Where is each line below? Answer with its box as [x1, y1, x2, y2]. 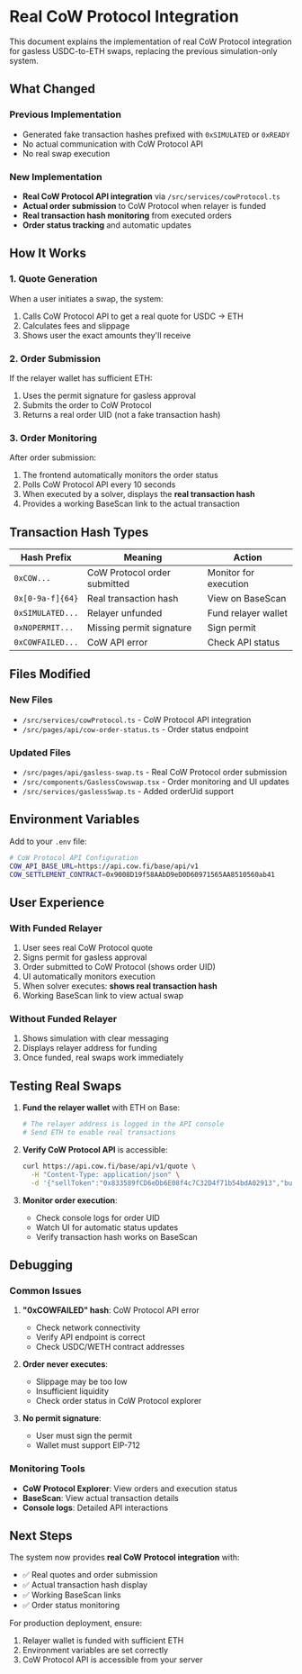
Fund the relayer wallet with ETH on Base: [22, 1102, 181, 1113]
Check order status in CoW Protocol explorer [35, 1396, 202, 1407]
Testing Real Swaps [9, 1078, 122, 1093]
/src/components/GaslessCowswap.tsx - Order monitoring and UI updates [22, 776, 289, 787]
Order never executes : [22, 1359, 108, 1370]
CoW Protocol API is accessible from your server [22, 1654, 203, 1665]
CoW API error [86, 637, 148, 649]
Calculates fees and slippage [22, 320, 130, 330]
